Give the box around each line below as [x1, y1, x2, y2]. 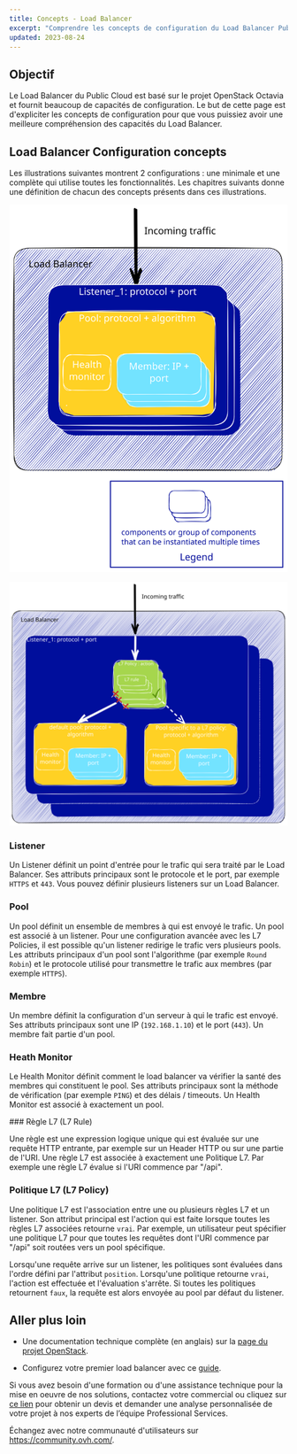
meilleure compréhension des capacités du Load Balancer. [9, 119, 223, 129]
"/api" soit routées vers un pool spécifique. [9, 1241, 166, 1252]
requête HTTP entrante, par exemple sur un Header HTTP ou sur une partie [9, 1143, 285, 1154]
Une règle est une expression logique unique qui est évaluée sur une [9, 1133, 259, 1144]
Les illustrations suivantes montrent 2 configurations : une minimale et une [9, 168, 280, 178]
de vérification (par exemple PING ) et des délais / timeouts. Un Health [9, 1090, 261, 1101]
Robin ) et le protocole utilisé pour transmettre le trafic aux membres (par [9, 958, 272, 969]
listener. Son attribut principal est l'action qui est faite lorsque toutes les [9, 1213, 270, 1224]
